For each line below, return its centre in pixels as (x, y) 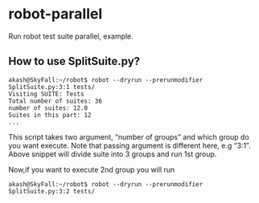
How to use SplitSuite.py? (74, 61)
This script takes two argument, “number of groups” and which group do (129, 136)
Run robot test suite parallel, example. (71, 36)
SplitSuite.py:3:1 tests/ (51, 87)
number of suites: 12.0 (48, 108)
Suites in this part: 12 (50, 115)
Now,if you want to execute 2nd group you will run (92, 169)
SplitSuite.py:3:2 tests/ (51, 191)
